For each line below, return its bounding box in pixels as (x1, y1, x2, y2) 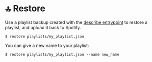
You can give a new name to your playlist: (5, 42, 89, 48)
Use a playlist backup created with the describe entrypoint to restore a (5, 19, 148, 25)
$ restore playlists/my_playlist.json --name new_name (5, 52, 120, 57)
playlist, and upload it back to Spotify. (5, 24, 81, 30)
